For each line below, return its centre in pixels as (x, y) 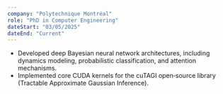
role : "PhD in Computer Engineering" (63, 20)
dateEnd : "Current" (36, 33)
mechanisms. (37, 68)
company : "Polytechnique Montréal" (60, 14)
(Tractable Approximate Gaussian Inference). (83, 83)
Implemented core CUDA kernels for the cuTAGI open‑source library (116, 76)
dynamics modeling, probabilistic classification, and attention (107, 61)
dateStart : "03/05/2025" (44, 27)
